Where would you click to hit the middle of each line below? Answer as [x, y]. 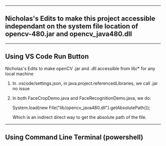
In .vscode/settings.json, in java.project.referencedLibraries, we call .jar [85, 83]
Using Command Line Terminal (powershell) [74, 137]
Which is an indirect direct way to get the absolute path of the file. [79, 117]
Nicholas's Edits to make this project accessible [80, 18]
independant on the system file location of [72, 26]
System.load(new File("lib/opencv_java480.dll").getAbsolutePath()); [81, 108]
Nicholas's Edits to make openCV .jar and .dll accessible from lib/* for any [80, 68]
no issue [21, 88]
